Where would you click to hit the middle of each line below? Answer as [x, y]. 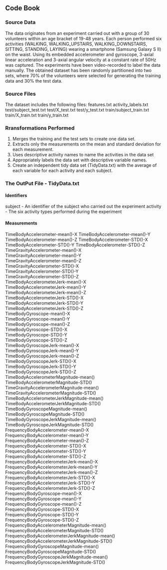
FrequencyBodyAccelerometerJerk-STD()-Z [50, 488]
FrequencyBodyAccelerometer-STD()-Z [46, 456]
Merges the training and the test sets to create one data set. [74, 139]
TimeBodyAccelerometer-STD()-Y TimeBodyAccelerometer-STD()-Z [75, 245]
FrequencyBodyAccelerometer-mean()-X [47, 430]
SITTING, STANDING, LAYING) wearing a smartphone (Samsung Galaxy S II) [83, 49]
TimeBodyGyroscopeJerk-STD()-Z [41, 372]
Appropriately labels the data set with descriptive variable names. [80, 160]
